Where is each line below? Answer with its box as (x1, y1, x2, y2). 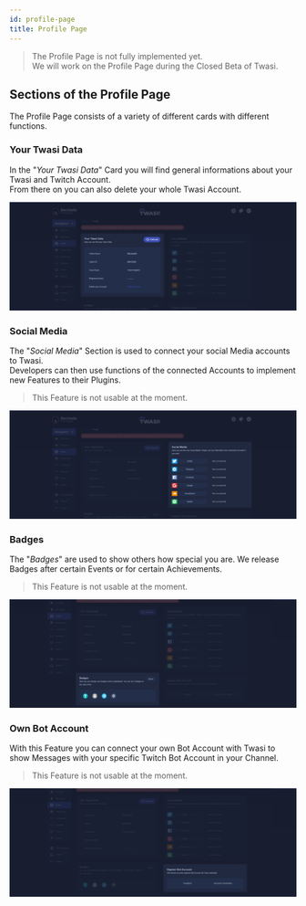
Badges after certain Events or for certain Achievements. (9, 564, 223, 574)
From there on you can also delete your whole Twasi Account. (9, 184, 241, 195)
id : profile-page (9, 15, 76, 24)
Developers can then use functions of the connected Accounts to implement (9, 364, 296, 375)
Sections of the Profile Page (9, 87, 171, 102)
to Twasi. (9, 354, 44, 365)
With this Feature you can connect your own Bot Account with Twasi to (9, 743, 276, 753)
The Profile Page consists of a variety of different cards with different (9, 111, 270, 122)
